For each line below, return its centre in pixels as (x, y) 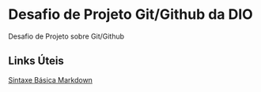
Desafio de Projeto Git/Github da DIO (130, 15)
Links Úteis (36, 61)
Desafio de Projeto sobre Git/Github (66, 36)
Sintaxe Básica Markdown (51, 79)
